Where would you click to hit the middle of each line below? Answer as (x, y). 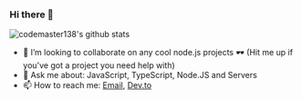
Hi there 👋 (32, 15)
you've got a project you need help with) (99, 65)
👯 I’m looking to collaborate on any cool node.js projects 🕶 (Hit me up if (158, 53)
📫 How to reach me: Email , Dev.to (87, 85)
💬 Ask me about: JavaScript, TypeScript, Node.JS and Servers (140, 75)
